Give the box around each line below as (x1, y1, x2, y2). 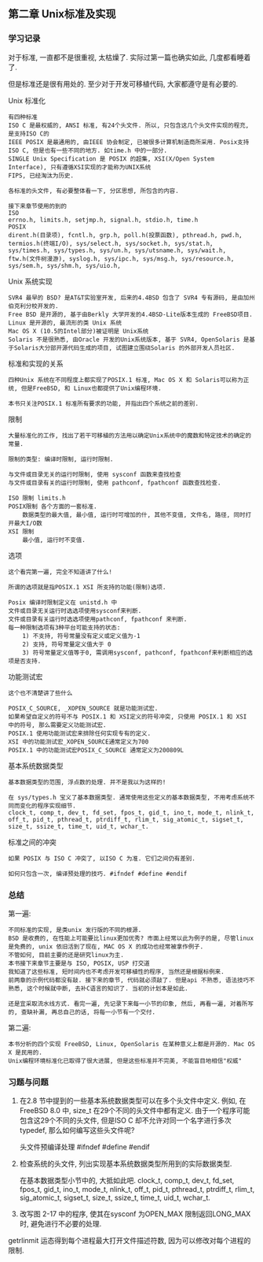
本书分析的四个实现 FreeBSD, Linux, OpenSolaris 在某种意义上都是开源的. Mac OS (8, 1040, 255, 1048)
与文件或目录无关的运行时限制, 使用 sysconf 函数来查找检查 (8, 470, 182, 478)
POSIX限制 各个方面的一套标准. (8, 503, 97, 510)
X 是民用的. (8, 1049, 43, 1056)
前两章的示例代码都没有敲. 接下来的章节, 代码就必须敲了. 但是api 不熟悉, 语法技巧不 (8, 976, 255, 984)
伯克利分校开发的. (8, 302, 59, 310)
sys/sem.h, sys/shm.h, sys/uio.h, (8, 262, 122, 269)
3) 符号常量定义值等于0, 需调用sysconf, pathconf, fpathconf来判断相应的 (22, 648, 247, 656)
